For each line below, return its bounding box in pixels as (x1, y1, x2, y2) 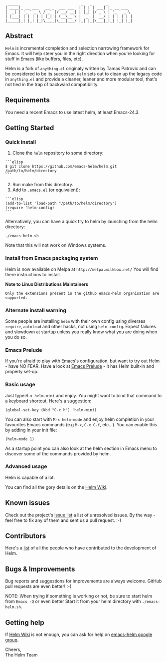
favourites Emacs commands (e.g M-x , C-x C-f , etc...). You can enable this (5, 421, 157, 427)
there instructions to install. (5, 271, 61, 277)
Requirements (5, 96, 50, 105)
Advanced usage (5, 463, 47, 470)
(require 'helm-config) (5, 205, 55, 211)
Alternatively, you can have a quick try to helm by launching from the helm (5, 219, 158, 225)
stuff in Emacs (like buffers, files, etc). (5, 56, 83, 62)
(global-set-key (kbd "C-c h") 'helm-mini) (5, 407, 97, 412)
